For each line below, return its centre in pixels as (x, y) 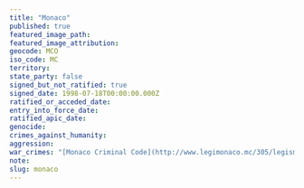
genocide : (28, 127)
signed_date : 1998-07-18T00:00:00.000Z (85, 93)
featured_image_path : (50, 34)
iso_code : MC (34, 60)
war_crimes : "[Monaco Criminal (68, 152)
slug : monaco (34, 169)
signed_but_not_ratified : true (68, 85)
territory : (30, 69)
